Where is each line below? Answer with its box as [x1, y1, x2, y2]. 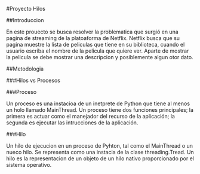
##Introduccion [6, 17, 44, 23]
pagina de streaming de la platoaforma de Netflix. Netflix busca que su [6, 35, 180, 41]
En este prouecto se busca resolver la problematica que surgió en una [6, 28, 179, 35]
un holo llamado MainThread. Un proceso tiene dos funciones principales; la [6, 106, 194, 113]
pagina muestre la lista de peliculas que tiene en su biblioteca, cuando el [6, 41, 185, 48]
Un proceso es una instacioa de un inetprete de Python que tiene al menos [6, 100, 190, 107]
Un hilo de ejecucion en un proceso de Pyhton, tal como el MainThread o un [6, 142, 193, 149]
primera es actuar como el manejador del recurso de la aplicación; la [6, 113, 175, 120]
